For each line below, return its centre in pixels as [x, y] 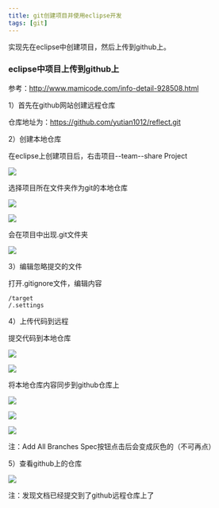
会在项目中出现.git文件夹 [48, 234]
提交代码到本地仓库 [40, 338]
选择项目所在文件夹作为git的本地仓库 [68, 187]
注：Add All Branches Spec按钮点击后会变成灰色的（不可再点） [112, 446]
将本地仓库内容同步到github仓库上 [64, 385]
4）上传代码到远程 [38, 321]
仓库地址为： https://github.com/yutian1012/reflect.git [94, 122]
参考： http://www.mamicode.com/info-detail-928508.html [104, 88]
